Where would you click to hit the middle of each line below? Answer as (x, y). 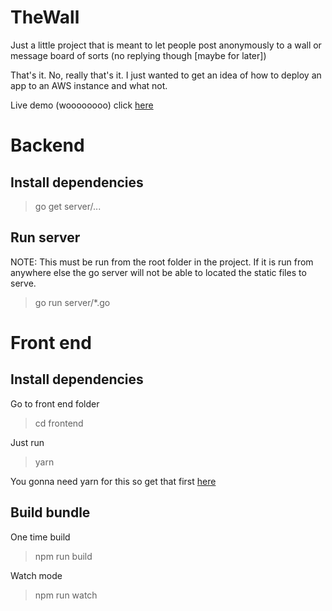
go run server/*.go (72, 302)
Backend (47, 145)
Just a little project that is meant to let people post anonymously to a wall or (166, 45)
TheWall (45, 17)
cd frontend (59, 423)
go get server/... (68, 206)
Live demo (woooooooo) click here (82, 105)
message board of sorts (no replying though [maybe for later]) (138, 55)
